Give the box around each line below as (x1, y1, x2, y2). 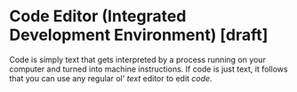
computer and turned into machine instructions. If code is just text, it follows (9, 64, 288, 74)
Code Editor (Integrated (9, 6, 187, 27)
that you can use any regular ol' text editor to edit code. (9, 73, 213, 83)
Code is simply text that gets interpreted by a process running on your (9, 54, 267, 65)
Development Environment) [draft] (9, 25, 269, 45)
